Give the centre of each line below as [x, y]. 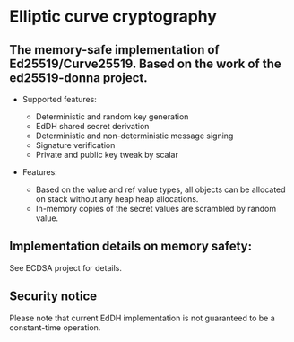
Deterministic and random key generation [112, 117]
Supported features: [59, 99]
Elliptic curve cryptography [113, 17]
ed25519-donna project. [78, 78]
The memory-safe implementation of [114, 50]
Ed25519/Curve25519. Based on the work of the [145, 63]
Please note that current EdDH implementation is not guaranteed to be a [142, 318]
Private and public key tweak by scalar [107, 155]
